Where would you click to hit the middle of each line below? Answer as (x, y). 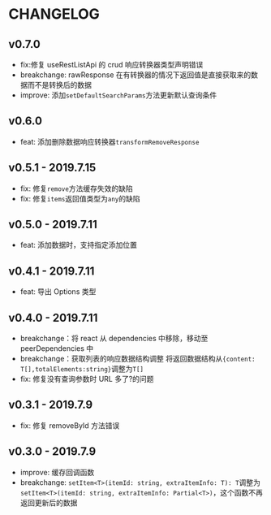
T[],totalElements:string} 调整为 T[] (82, 369)
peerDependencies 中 (57, 348)
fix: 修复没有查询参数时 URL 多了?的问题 (87, 379)
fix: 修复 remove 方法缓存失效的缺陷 (76, 188)
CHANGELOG (54, 14)
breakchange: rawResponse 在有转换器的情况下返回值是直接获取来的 (135, 75)
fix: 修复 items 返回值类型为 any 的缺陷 (80, 198)
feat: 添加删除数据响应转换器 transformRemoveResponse (110, 141)
